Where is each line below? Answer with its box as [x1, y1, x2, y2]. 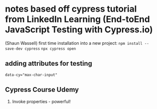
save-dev [5, 46, 23, 51]
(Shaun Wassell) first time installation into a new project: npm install [5, 40, 142, 46]
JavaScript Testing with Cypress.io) [5, 24, 153, 35]
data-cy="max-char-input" [5, 72, 57, 77]
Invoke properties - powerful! [12, 98, 71, 104]
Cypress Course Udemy [5, 86, 79, 94]
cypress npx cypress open [24, 46, 76, 51]
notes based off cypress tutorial [5, 3, 137, 15]
